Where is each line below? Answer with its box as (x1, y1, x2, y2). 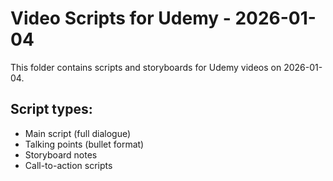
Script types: (10, 101, 93, 118)
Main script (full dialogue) (24, 127, 132, 139)
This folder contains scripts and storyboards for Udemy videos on (10, 61, 282, 73)
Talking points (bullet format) (24, 138, 145, 150)
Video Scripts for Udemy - (10, 7, 232, 30)
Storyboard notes (24, 148, 98, 161)
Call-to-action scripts (24, 159, 113, 171)
